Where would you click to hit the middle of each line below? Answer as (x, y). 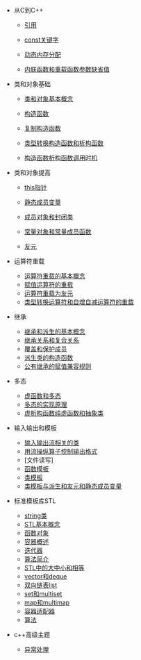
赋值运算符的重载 (49, 284)
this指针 (35, 187)
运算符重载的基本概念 (55, 276)
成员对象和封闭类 (49, 217)
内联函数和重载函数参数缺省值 (67, 69)
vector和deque (45, 576)
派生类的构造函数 (49, 357)
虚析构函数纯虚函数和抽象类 (64, 413)
